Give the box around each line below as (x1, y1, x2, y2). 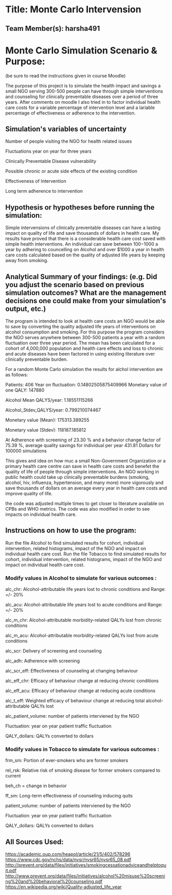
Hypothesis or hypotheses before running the (5, 203, 155, 212)
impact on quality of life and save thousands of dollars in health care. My (5, 230, 159, 236)
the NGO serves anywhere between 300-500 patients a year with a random (5, 334, 165, 340)
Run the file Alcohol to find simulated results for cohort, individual (5, 539, 144, 546)
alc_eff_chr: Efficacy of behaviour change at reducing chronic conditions (5, 678, 159, 684)
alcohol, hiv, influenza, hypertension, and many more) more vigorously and (5, 479, 164, 486)
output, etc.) (5, 304, 46, 313)
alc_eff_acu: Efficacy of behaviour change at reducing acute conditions (5, 687, 156, 694)
